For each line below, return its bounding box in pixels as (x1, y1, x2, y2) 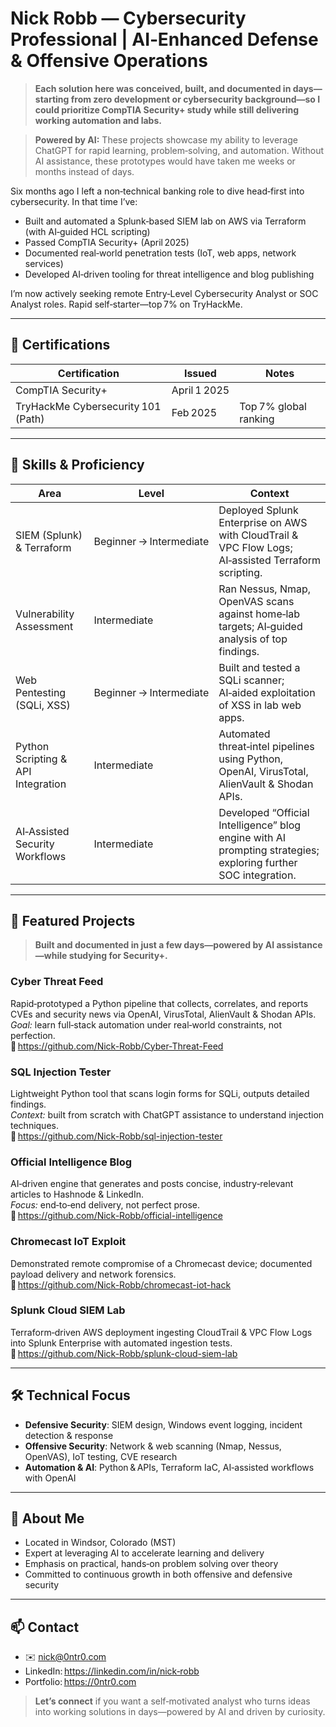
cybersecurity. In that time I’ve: (10, 195, 138, 207)
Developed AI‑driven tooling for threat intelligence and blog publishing (24, 268, 315, 280)
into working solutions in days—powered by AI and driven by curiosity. (34, 1706, 326, 1718)
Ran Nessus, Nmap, (218, 582, 312, 596)
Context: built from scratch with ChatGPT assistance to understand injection (10, 1108, 325, 1121)
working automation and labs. (34, 114, 162, 126)
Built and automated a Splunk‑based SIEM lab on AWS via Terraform (24, 215, 307, 227)
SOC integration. (218, 868, 297, 882)
